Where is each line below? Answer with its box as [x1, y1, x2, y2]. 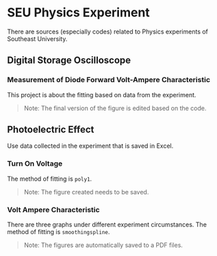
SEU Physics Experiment [7, 5, 151, 21]
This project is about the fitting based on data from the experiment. [7, 90, 196, 99]
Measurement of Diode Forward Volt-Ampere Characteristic [7, 75, 211, 85]
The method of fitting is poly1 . [7, 175, 92, 183]
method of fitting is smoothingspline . [7, 228, 110, 236]
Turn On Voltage [7, 159, 63, 168]
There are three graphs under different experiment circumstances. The [7, 220, 207, 229]
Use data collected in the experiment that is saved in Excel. [7, 142, 174, 150]
